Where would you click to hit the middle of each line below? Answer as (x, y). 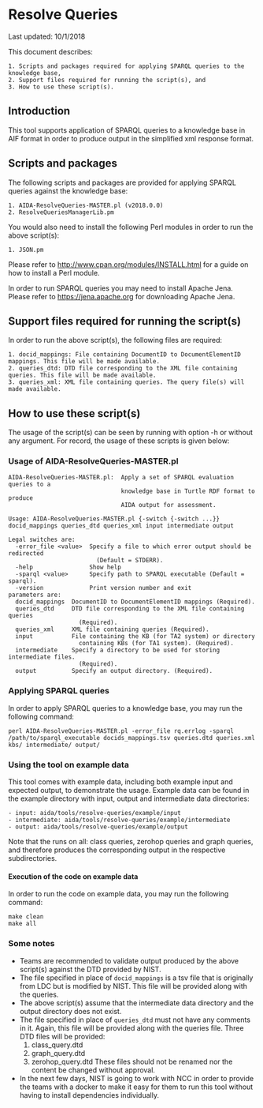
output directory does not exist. (70, 1011)
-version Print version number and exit (104, 588)
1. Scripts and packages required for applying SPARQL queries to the (126, 66)
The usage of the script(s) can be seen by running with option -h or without (131, 433)
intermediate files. (42, 657)
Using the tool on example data (69, 764)
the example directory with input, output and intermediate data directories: (129, 798)
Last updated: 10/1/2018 (47, 36)
